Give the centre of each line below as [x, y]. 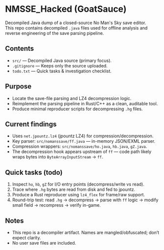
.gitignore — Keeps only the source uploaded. [60, 65]
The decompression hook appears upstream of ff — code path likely [82, 152]
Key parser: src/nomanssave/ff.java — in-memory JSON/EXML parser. [84, 141]
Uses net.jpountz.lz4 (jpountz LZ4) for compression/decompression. [83, 136]
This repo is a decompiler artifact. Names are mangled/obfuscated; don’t [86, 233]
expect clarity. [26, 238]
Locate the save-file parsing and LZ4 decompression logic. [72, 98]
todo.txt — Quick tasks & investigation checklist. [62, 71]
